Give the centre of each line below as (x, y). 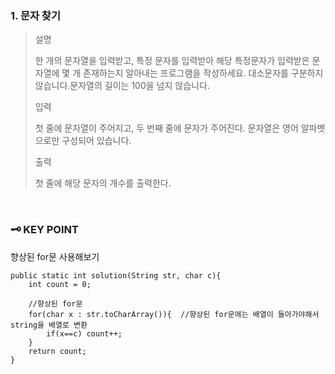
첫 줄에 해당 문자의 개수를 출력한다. (103, 183)
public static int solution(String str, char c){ (116, 275)
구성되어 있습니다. (96, 141)
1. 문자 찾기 (35, 15)
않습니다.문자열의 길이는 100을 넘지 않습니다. (122, 86)
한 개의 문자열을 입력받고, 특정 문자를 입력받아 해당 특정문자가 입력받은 (172, 61)
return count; (57, 351)
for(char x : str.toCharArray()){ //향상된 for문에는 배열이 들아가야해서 (174, 314)
